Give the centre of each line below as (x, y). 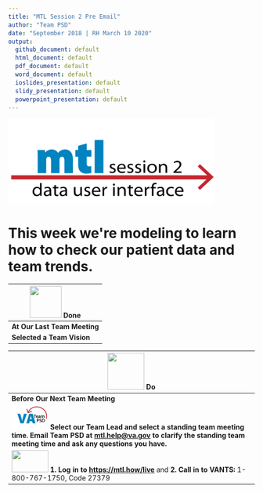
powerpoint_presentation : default (71, 99)
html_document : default (54, 58)
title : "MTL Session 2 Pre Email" (65, 16)
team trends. (51, 266)
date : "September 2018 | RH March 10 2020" (80, 33)
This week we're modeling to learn (122, 233)
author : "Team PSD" (40, 25)
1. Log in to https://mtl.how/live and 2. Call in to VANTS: (143, 469)
